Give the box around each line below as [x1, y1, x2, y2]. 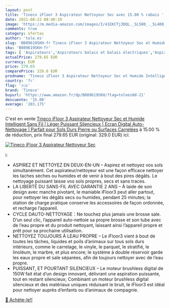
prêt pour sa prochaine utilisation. [12, 228, 83, 234]
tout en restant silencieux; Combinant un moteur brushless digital [12, 276, 149, 282]
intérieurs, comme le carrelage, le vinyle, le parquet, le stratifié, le [12, 244, 149, 250]
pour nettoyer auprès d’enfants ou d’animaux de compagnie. [12, 287, 139, 293]
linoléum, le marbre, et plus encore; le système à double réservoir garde [12, 249, 163, 255]
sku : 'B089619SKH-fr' [5, 45, 51, 50]
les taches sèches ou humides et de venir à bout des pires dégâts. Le [12, 173, 158, 179]
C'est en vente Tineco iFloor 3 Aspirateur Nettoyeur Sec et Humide [5, 116, 145, 122]
